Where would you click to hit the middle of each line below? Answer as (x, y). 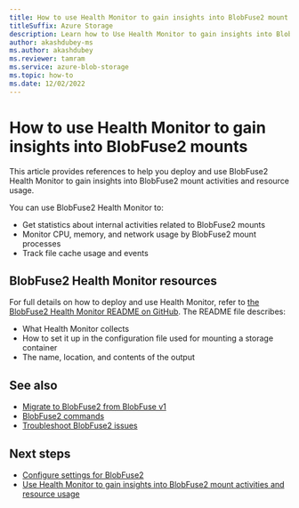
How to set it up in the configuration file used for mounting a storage (148, 338)
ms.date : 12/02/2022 (48, 84)
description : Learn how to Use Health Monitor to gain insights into (141, 34)
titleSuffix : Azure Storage (61, 26)
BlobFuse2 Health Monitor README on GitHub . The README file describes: (148, 311)
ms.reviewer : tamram (48, 59)
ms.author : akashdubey (51, 51)
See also (33, 385)
